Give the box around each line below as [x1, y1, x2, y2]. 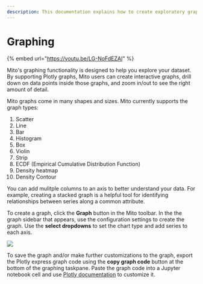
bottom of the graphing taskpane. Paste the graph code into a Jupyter [7, 264, 181, 271]
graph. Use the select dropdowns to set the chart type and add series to [7, 222, 188, 229]
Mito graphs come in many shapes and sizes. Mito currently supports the [7, 97, 189, 104]
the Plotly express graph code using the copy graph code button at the [7, 257, 184, 265]
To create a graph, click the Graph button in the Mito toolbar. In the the [7, 209, 183, 216]
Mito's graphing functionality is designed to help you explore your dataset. [7, 66, 192, 74]
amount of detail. [7, 86, 49, 93]
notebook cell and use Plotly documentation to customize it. [7, 271, 155, 278]
